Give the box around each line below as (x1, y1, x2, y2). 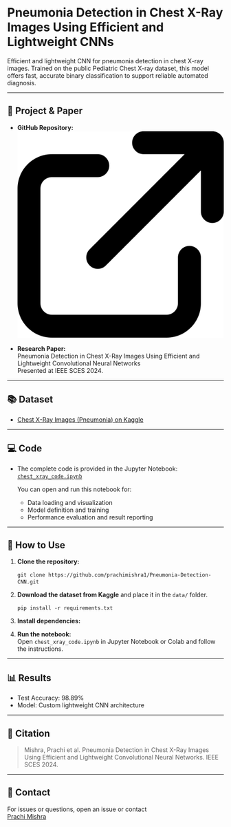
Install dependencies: (16, 617, 81, 625)
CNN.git (16, 579, 39, 586)
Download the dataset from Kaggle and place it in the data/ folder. (16, 590, 208, 599)
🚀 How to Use (7, 539, 65, 551)
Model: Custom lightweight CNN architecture (16, 701, 144, 709)
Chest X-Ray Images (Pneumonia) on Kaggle (16, 415, 144, 424)
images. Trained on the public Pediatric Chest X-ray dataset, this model (7, 64, 210, 72)
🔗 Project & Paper (7, 105, 83, 117)
